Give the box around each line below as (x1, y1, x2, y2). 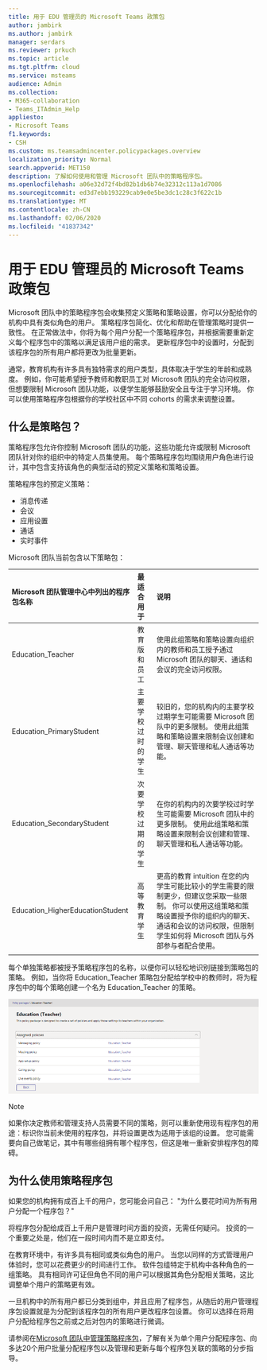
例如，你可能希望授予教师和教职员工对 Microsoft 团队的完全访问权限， (23, 375, 254, 384)
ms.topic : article (8, 55, 69, 63)
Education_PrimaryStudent (11, 726, 99, 735)
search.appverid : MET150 (8, 164, 91, 172)
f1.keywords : (8, 130, 52, 138)
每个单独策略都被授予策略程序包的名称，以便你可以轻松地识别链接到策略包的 (8, 962, 259, 972)
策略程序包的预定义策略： (8, 479, 92, 489)
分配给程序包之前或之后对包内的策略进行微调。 (14, 1317, 168, 1326)
